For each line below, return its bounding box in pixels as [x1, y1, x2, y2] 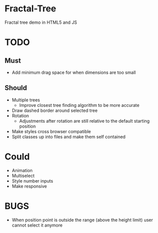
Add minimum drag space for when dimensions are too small [11, 69, 136, 75]
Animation [11, 167, 33, 173]
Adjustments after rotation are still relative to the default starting [19, 118, 150, 124]
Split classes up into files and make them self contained [11, 134, 126, 140]
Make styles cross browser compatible [11, 128, 91, 134]
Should [4, 84, 27, 92]
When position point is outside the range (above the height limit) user [11, 217, 153, 223]
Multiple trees [11, 97, 40, 103]
